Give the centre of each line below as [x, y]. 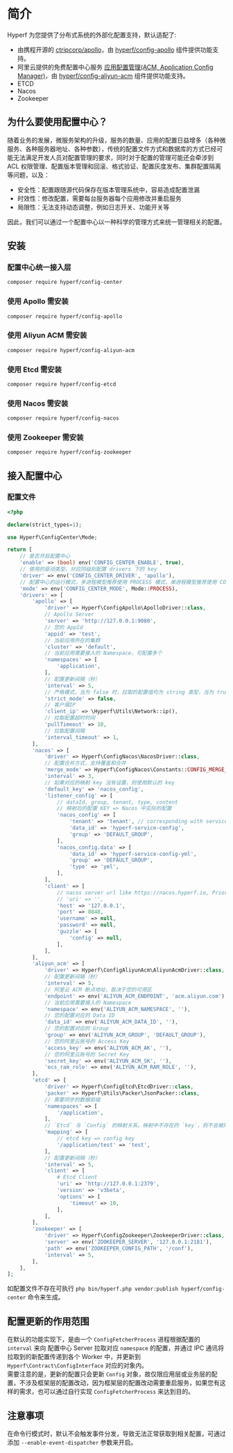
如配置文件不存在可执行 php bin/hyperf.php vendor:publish [93, 1289]
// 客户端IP [60, 705]
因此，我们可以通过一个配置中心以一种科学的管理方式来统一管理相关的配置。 [116, 222]
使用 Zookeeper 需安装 [45, 437]
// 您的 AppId [63, 627]
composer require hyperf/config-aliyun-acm [71, 350]
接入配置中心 [35, 476]
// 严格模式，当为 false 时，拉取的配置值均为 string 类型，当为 [129, 692]
